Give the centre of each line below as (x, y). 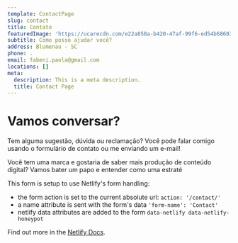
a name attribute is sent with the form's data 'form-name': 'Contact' (118, 205)
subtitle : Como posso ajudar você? (60, 40)
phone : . (20, 54)
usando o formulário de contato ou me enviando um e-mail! (94, 149)
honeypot (30, 219)
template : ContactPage (41, 14)
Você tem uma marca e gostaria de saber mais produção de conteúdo (109, 162)
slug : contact (28, 21)
